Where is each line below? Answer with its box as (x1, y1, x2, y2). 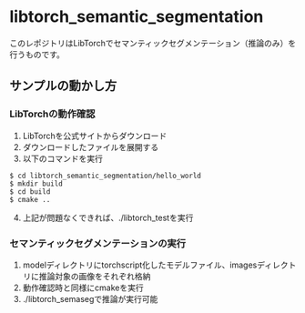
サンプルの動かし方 (9, 78, 117, 94)
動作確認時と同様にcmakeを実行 (22, 282, 144, 293)
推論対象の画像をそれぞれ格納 (38, 270, 151, 281)
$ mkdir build (9, 179, 64, 188)
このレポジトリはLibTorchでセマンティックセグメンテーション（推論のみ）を (9, 37, 297, 48)
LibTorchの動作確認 (9, 107, 96, 120)
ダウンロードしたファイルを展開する (22, 141, 159, 152)
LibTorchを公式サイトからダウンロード (22, 130, 168, 141)
